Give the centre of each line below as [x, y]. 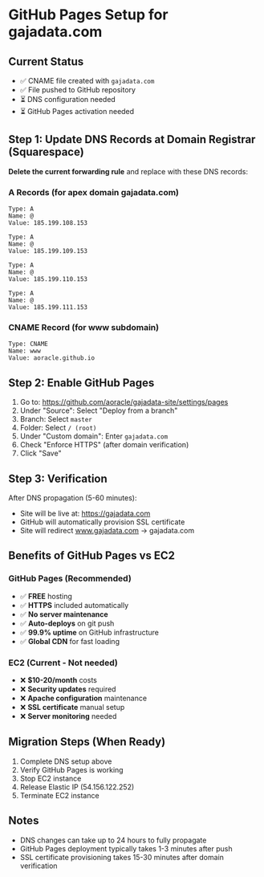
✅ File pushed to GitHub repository [78, 90]
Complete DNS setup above [66, 761]
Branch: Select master [56, 419]
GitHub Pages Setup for [88, 15]
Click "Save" [41, 453]
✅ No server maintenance [64, 614]
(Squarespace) [46, 152]
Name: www [25, 351]
